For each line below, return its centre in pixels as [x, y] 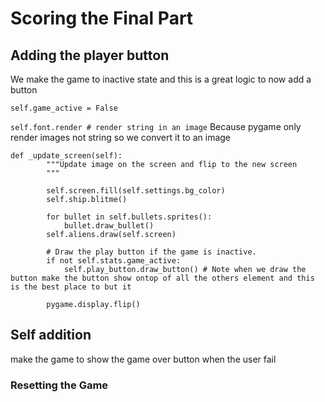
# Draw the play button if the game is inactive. [151, 252]
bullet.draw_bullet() [109, 226]
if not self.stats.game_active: [114, 261]
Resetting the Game [59, 385]
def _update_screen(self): [66, 156]
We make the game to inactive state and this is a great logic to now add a [161, 79]
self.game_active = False [64, 108]
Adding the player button [90, 55]
